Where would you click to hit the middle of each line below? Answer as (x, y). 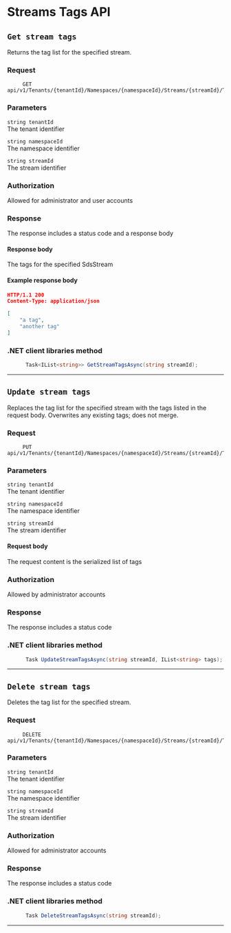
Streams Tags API (59, 12)
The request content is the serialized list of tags (75, 561)
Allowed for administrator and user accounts (70, 200)
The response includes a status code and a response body (90, 233)
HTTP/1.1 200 (26, 295)
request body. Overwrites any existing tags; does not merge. (93, 415)
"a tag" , (32, 320)
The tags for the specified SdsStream (60, 264)
